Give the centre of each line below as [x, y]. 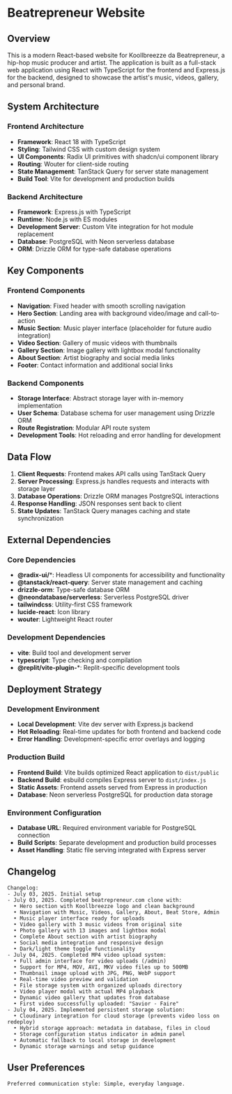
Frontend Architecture [46, 127]
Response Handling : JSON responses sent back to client [99, 503]
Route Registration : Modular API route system [84, 428]
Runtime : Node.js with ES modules [67, 219]
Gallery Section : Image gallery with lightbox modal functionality [109, 350]
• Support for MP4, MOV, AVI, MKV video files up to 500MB [101, 967]
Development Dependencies [56, 637]
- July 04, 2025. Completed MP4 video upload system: [87, 955]
